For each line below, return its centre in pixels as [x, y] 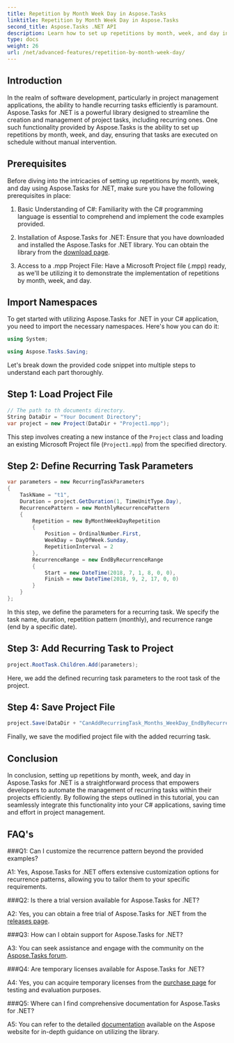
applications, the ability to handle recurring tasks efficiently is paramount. [112, 105]
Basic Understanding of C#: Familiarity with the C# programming [110, 209]
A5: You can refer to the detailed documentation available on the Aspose [111, 1024]
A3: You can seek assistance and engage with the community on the [106, 948]
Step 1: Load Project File [60, 394]
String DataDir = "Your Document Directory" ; [74, 417]
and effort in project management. [56, 812]
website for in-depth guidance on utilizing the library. [83, 1031]
